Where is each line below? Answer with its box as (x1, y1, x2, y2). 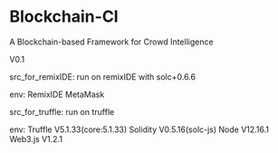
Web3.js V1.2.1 (9, 133, 63, 144)
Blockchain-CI (9, 6, 120, 27)
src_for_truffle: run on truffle (9, 106, 115, 117)
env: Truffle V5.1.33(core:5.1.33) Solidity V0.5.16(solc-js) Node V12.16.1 (9, 124, 270, 135)
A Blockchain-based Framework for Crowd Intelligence (9, 36, 215, 47)
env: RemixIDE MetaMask (9, 89, 105, 100)
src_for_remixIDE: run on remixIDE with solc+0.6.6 (9, 71, 197, 82)
